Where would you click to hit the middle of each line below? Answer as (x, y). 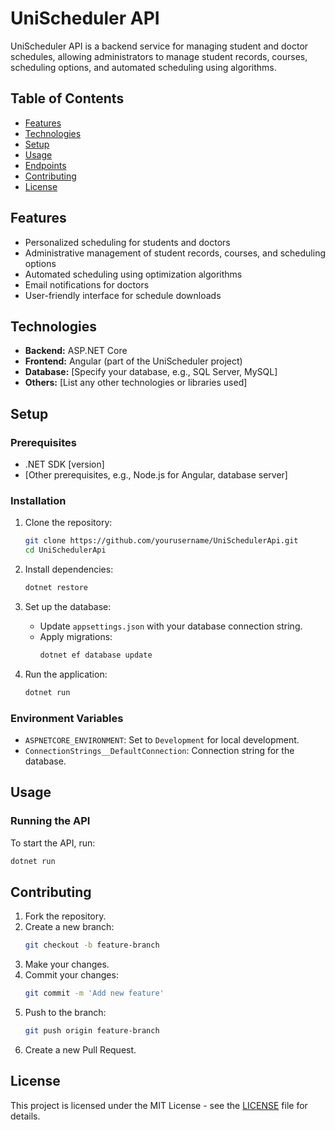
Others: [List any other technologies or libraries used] (136, 383)
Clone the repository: (68, 523)
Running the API (50, 821)
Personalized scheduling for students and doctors (127, 242)
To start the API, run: (53, 843)
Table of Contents (67, 98)
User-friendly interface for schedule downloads (123, 295)
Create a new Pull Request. (80, 1050)
